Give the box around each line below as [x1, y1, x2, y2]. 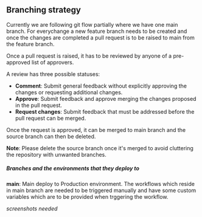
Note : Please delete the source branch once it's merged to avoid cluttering [6, 144, 193, 151]
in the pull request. [15, 102, 63, 109]
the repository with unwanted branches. [6, 151, 106, 158]
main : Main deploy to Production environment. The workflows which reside [6, 180, 195, 187]
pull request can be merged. [15, 114, 86, 122]
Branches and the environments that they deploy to [6, 165, 140, 172]
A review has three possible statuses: [6, 70, 100, 78]
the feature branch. [6, 40, 55, 47]
